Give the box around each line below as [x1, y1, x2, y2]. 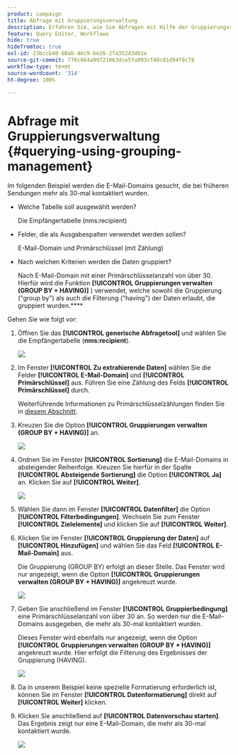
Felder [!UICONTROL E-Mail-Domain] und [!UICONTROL [17, 371, 185, 380]
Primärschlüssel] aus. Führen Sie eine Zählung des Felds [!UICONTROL [17, 378, 229, 387]
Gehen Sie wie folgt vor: [7, 315, 78, 324]
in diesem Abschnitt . [17, 407, 78, 416]
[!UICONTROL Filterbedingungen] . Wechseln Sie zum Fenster [17, 513, 200, 521]
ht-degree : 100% [7, 76, 55, 84]
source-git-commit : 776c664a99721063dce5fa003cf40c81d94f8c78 [7, 57, 195, 64]
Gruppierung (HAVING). [17, 656, 87, 664]
